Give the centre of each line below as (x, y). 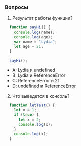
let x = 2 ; (30, 120)
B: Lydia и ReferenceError (39, 75)
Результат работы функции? (42, 18)
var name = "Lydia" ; (35, 42)
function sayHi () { (30, 27)
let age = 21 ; (29, 46)
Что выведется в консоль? (41, 96)
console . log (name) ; (34, 32)
